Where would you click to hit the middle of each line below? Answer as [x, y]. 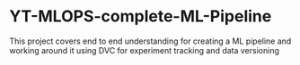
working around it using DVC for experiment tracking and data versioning [145, 50]
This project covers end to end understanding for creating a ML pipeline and [150, 41]
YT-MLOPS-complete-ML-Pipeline [141, 16]
